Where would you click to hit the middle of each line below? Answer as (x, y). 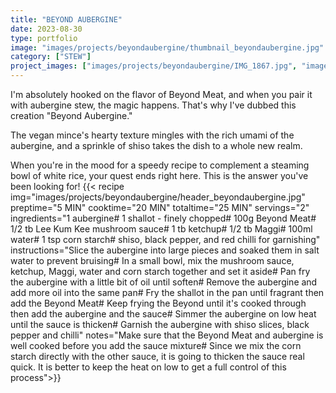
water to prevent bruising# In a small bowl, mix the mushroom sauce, (152, 260)
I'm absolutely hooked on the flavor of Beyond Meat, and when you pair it (161, 94)
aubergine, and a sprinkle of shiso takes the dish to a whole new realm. (156, 145)
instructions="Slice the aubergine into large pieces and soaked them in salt (165, 250)
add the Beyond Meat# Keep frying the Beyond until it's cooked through (158, 303)
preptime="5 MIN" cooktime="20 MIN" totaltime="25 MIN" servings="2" (160, 207)
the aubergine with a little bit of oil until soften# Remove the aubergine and (164, 282)
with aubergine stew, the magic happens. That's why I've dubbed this (153, 105)
